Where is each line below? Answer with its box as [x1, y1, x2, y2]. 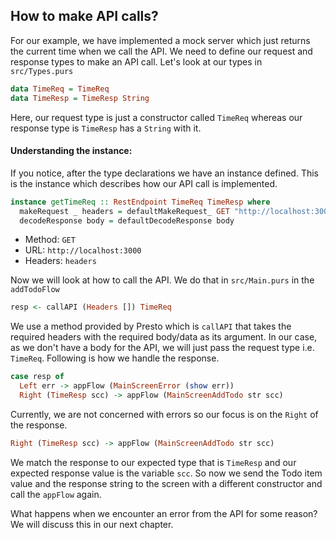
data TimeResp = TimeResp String [10, 93, 150, 103]
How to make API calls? [10, 8, 159, 25]
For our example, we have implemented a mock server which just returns [10, 34, 311, 46]
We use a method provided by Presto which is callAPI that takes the [10, 320, 292, 333]
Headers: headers [24, 255, 97, 267]
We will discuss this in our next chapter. [10, 518, 174, 530]
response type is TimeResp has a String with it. [10, 122, 202, 134]
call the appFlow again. [10, 488, 102, 500]
